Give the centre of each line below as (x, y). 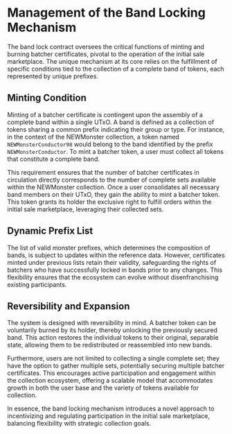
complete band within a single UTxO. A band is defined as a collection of (111, 122)
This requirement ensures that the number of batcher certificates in (103, 172)
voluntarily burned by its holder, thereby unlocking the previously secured (113, 330)
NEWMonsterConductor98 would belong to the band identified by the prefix (110, 144)
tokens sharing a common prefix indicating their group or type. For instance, (116, 129)
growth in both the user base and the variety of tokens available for (103, 388)
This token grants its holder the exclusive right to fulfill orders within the (110, 202)
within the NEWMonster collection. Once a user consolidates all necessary (114, 187)
